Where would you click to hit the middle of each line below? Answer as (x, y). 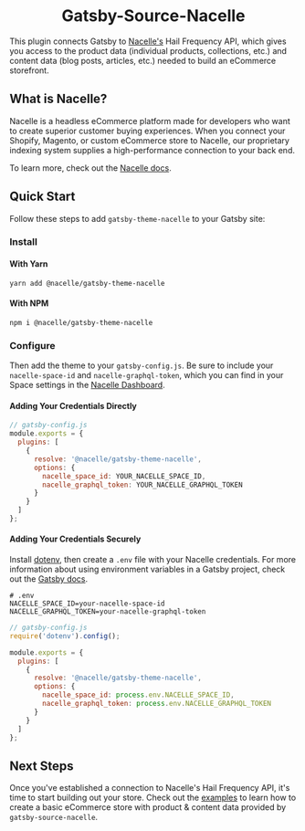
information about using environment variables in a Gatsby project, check (147, 569)
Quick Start (42, 197)
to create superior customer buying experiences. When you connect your (147, 131)
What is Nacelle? (58, 99)
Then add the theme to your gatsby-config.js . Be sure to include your (142, 365)
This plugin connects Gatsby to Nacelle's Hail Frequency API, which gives (148, 41)
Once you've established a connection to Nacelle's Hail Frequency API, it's (150, 788)
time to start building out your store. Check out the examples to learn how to (153, 798)
